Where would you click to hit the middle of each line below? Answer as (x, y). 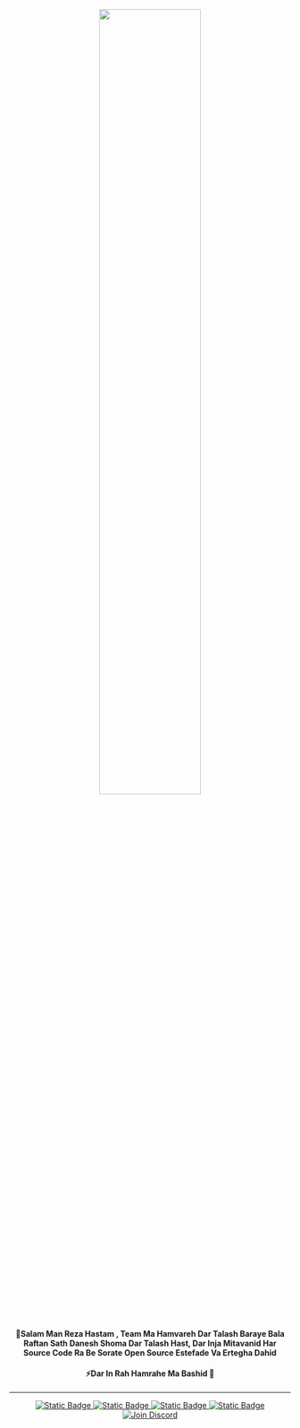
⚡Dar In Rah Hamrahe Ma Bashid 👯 (150, 1373)
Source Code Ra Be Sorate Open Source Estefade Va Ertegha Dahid (150, 1352)
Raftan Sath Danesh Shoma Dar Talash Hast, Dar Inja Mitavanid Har (150, 1343)
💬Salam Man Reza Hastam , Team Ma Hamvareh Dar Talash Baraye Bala (150, 1333)
